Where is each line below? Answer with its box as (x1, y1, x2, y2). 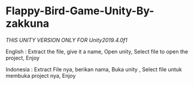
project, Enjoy (5, 54, 40, 61)
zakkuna (5, 17, 49, 30)
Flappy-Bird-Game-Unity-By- (5, 4, 154, 18)
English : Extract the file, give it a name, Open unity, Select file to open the (5, 48, 189, 55)
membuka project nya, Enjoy (5, 72, 76, 79)
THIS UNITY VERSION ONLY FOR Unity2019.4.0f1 (5, 36, 128, 43)
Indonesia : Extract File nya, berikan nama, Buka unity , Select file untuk (5, 65, 182, 73)
